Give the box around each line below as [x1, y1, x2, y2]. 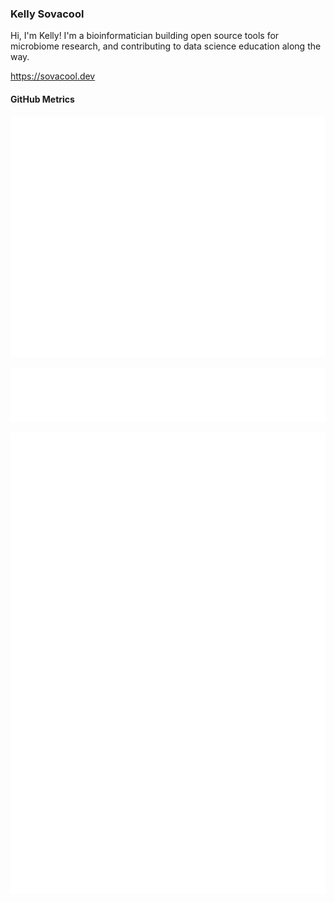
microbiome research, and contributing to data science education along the [10, 40, 322, 52]
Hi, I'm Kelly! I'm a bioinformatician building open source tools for [10, 30, 280, 42]
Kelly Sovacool [10, 7, 85, 21]
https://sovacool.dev [10, 70, 96, 82]
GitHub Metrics [10, 93, 75, 105]
